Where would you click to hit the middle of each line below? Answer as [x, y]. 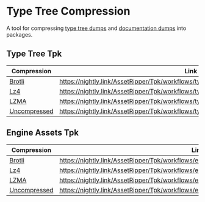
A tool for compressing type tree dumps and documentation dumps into [96, 28]
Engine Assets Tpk [43, 133]
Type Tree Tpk [34, 54]
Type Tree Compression [68, 11]
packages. [20, 34]
